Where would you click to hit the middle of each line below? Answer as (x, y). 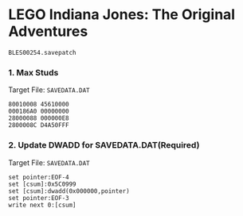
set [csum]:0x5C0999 (43, 184)
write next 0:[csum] (43, 205)
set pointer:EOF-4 (39, 177)
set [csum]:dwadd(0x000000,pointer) (69, 191)
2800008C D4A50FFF (39, 125)
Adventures (48, 31)
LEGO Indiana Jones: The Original (122, 15)
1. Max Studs (33, 72)
